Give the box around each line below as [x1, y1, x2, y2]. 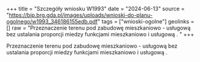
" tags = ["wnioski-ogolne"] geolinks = [97, 18, 195, 25]
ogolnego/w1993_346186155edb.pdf [6, 18, 98, 25]
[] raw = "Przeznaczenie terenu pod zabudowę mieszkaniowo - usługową [6, 24, 191, 31]
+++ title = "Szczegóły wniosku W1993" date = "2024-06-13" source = [6, 5, 185, 12]
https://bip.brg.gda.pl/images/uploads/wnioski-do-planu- [9, 11, 153, 19]
